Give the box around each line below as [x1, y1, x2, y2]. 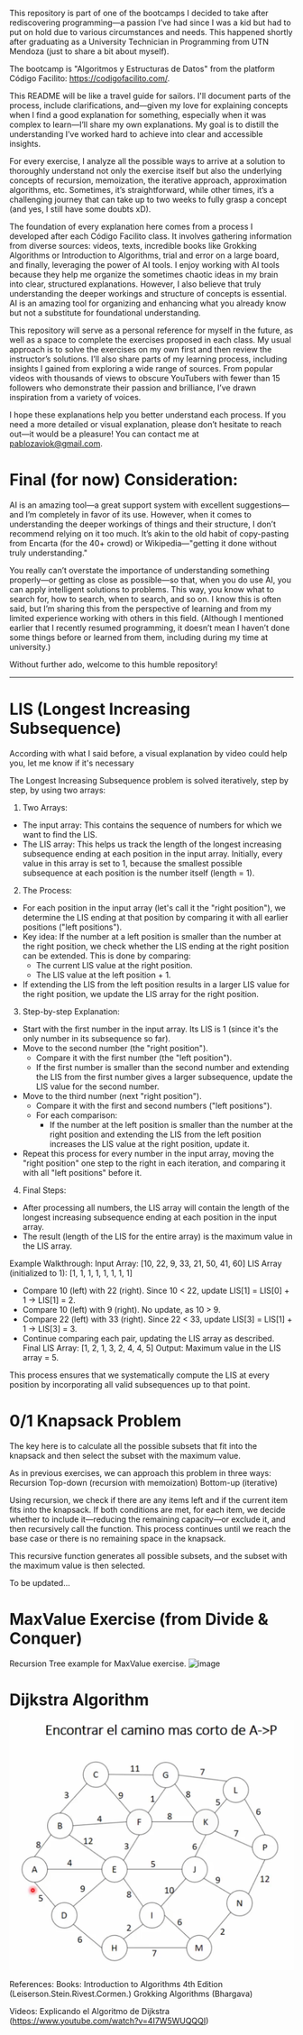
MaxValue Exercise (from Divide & [9, 1609, 269, 1629]
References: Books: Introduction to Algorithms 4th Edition [9, 1978, 224, 1989]
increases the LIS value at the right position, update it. [49, 1138, 250, 1149]
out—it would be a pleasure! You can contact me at [9, 428, 200, 439]
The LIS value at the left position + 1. [35, 969, 171, 980]
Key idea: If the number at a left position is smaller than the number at [22, 930, 281, 941]
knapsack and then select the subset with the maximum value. [9, 1450, 242, 1461]
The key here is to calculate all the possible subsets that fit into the [9, 1440, 258, 1451]
